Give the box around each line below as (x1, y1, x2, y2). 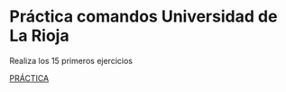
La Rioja (9, 25, 69, 46)
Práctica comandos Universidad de (9, 6, 278, 27)
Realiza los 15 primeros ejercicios (9, 55, 134, 66)
